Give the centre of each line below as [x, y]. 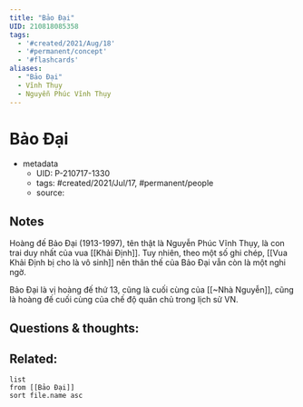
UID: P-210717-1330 [73, 174]
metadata [40, 164]
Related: [34, 359]
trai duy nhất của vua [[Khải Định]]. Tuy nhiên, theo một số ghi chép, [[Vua [149, 253]
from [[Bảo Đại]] [42, 388]
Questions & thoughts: [74, 328]
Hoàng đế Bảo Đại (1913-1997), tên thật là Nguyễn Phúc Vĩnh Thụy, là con [147, 243]
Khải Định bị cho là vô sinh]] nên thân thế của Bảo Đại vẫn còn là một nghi [147, 263]
